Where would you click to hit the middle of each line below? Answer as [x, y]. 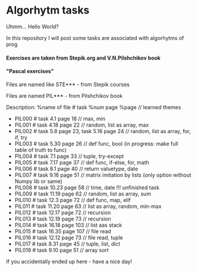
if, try [21, 137]
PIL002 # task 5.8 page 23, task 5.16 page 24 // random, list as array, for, [103, 131]
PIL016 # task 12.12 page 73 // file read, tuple [69, 237]
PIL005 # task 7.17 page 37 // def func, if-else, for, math [82, 162]
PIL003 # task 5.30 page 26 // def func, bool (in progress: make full [96, 143]
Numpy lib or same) [39, 181]
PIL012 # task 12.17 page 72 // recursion [63, 212]
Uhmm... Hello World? [33, 27]
